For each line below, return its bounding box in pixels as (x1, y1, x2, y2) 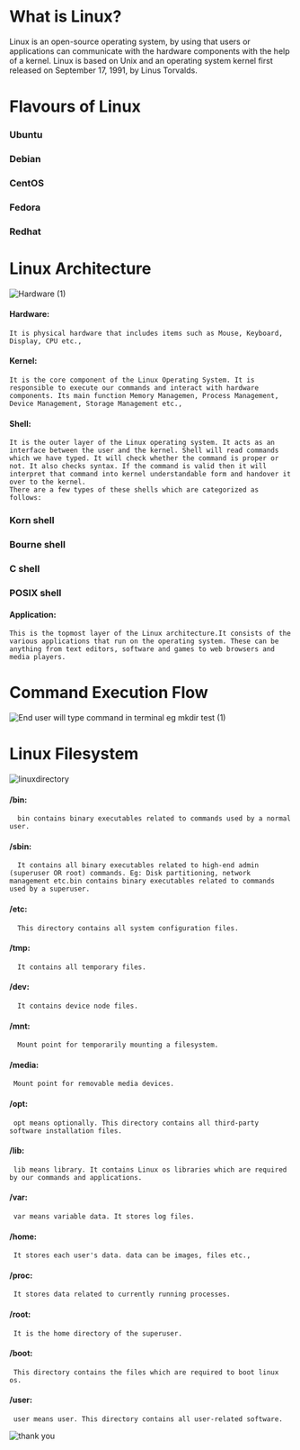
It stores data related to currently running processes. (13, 1290, 231, 1299)
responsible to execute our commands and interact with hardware (9, 384, 259, 393)
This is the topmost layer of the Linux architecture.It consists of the (9, 629, 292, 639)
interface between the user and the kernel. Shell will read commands (9, 446, 279, 456)
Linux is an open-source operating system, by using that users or (9, 36, 251, 47)
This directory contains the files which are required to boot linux (13, 1367, 279, 1377)
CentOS (9, 177, 45, 189)
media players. (9, 653, 66, 662)
